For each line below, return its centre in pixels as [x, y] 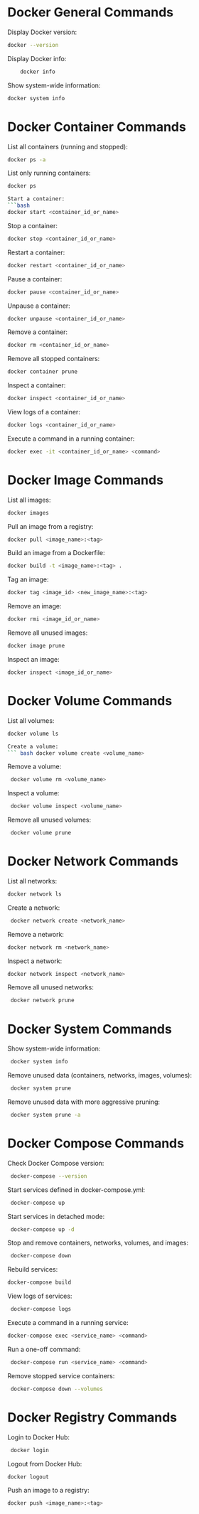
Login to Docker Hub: [38, 1437]
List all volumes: [31, 720]
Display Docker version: [42, 32]
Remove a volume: [34, 767]
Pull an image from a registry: [50, 526]
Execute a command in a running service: [68, 1323]
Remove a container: [38, 332]
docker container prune [43, 372]
